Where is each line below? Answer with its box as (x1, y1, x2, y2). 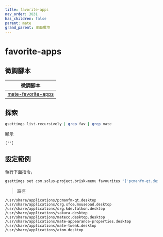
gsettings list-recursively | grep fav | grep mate (5, 121, 112, 126)
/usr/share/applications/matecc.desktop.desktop (5, 215, 105, 220)
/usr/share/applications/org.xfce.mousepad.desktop (5, 202, 112, 207)
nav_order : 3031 (5, 12, 38, 17)
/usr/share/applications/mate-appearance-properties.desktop (5, 219, 131, 224)
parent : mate (5, 20, 32, 26)
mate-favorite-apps (7, 91, 54, 98)
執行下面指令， (5, 169, 35, 175)
